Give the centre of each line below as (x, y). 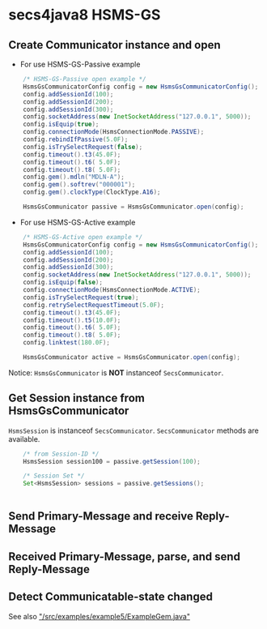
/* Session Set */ (54, 476)
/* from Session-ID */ (61, 454)
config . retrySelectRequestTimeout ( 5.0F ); (93, 305)
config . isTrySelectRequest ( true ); (81, 297)
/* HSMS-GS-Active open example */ (83, 237)
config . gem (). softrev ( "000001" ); (79, 185)
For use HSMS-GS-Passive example (80, 64)
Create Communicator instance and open (114, 45)
